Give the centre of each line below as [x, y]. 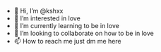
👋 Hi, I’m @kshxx [38, 11]
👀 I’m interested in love [47, 18]
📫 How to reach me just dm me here [67, 41]
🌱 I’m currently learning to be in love [67, 26]
